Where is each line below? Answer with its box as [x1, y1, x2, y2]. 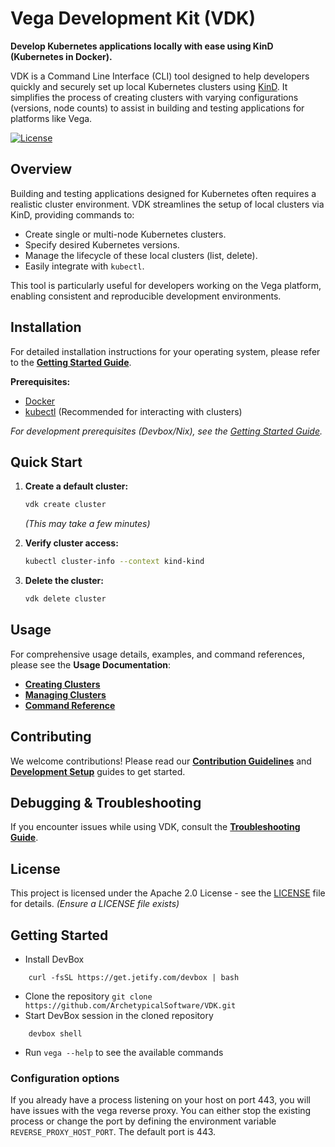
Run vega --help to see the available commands [24, 1047, 224, 1059]
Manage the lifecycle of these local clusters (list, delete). [24, 249, 258, 261]
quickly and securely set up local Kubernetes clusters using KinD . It [10, 80, 288, 92]
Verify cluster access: [24, 537, 119, 549]
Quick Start [10, 453, 83, 471]
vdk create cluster [24, 500, 107, 510]
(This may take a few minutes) [24, 518, 151, 530]
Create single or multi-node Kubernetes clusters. [24, 228, 227, 240]
